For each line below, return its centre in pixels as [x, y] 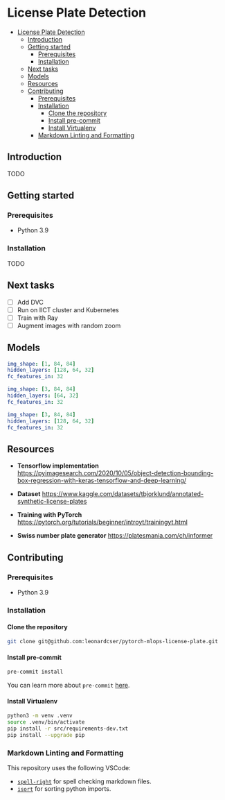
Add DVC [30, 302]
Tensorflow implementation [58, 466]
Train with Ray [37, 318]
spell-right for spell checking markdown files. [84, 781]
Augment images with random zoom [69, 325]
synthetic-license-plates [52, 502]
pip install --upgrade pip [46, 735]
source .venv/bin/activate [46, 722]
